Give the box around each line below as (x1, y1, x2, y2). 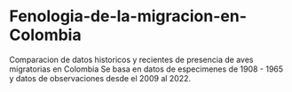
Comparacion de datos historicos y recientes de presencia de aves (9, 54, 254, 65)
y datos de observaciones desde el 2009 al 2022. (9, 73, 192, 83)
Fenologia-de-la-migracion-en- (9, 6, 247, 27)
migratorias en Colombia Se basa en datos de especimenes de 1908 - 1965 (9, 64, 284, 74)
